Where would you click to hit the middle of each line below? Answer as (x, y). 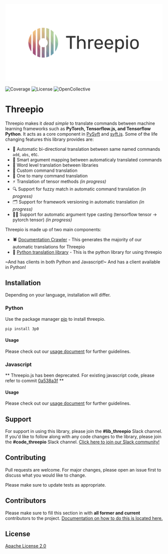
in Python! (16, 267)
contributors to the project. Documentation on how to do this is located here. (84, 518)
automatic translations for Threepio (48, 247)
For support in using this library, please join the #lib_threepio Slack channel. (84, 431)
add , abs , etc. (25, 154)
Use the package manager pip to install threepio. (55, 319)
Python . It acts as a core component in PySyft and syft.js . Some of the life (81, 134)
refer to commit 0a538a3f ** (34, 381)
